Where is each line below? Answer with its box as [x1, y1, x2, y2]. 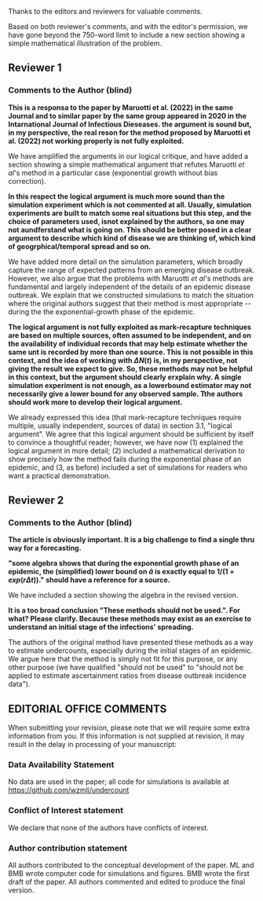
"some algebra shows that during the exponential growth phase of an [8, 559, 239, 568]
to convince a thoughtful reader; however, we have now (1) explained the [8, 438, 243, 447]
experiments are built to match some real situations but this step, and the [8, 208, 252, 218]
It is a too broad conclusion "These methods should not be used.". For [8, 606, 241, 615]
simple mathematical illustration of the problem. [8, 38, 163, 48]
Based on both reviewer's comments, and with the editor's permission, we [8, 22, 248, 31]
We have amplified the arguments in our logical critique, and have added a [8, 151, 249, 160]
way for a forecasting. [8, 544, 82, 553]
